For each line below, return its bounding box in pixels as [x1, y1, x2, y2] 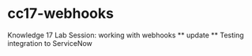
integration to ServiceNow [7, 38, 92, 47]
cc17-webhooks [7, 5, 114, 23]
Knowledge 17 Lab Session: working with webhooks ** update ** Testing [7, 30, 244, 40]
